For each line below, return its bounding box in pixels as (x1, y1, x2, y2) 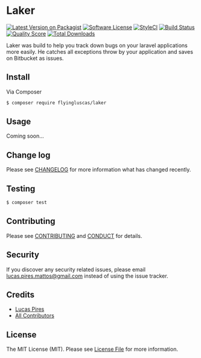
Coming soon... (6, 132, 44, 139)
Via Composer (6, 88, 42, 95)
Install (6, 72, 30, 82)
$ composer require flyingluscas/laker (6, 100, 107, 106)
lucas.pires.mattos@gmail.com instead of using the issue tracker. (6, 272, 168, 280)
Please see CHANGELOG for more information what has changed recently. (6, 166, 191, 173)
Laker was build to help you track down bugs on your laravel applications (6, 42, 188, 49)
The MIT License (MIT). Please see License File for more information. (6, 345, 178, 353)
